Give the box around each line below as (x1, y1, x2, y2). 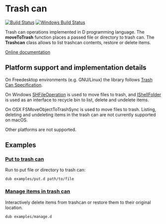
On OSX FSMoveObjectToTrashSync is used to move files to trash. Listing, (5, 106, 157, 112)
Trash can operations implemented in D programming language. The (5, 29, 145, 35)
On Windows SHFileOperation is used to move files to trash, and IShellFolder (5, 91, 162, 97)
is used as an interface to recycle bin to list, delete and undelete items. (5, 97, 149, 103)
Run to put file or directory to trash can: (5, 167, 86, 173)
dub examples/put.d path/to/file (5, 176, 74, 181)
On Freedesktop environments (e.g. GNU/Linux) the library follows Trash (5, 76, 153, 82)
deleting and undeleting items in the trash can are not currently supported (5, 112, 156, 117)
